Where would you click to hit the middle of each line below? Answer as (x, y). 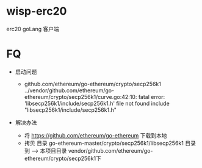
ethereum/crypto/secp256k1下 (63, 158)
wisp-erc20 (37, 11)
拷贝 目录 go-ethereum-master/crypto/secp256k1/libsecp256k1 (104, 143)
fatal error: (152, 97)
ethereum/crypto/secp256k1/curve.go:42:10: (81, 97)
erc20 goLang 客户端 (33, 29)
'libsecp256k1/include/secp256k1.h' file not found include (97, 103)
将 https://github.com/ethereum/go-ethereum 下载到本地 (96, 135)
